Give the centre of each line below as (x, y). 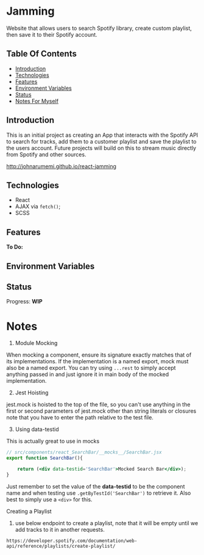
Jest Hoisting (32, 393)
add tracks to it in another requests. (60, 529)
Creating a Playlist (29, 511)
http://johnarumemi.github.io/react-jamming (62, 166)
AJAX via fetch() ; (38, 206)
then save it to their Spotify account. (52, 34)
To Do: (15, 247)
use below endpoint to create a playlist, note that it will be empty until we (107, 523)
